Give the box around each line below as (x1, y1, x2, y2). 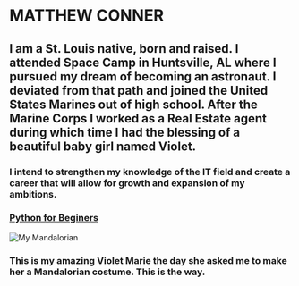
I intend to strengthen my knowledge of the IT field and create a (9, 165, 291, 178)
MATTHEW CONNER (9, 5, 164, 26)
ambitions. (9, 188, 57, 200)
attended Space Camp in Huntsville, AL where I (9, 55, 277, 70)
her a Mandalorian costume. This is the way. (9, 265, 206, 278)
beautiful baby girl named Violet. (9, 139, 197, 154)
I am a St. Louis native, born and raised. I (9, 41, 239, 56)
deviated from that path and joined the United (9, 82, 269, 98)
